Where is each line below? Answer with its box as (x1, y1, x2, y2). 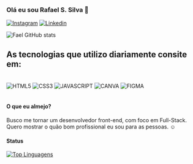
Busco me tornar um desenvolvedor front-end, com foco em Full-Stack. (6, 116, 187, 123)
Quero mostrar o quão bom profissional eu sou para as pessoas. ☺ (6, 123, 176, 130)
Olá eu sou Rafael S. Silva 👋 (6, 6, 89, 14)
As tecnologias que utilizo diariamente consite (6, 49, 187, 60)
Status (6, 137, 24, 144)
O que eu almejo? (6, 103, 51, 110)
